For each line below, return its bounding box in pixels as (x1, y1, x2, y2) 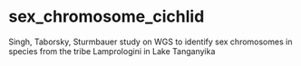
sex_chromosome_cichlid (8, 6, 205, 27)
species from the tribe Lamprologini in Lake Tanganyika (8, 45, 216, 56)
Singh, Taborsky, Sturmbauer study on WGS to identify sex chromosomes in (8, 36, 293, 47)
